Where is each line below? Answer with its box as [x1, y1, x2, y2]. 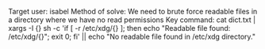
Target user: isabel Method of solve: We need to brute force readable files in [8, 7, 258, 16]
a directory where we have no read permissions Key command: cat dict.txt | [8, 15, 256, 24]
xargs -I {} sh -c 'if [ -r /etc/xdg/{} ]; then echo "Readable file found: [8, 24, 231, 32]
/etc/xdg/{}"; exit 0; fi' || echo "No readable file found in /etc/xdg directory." [8, 32, 256, 41]
